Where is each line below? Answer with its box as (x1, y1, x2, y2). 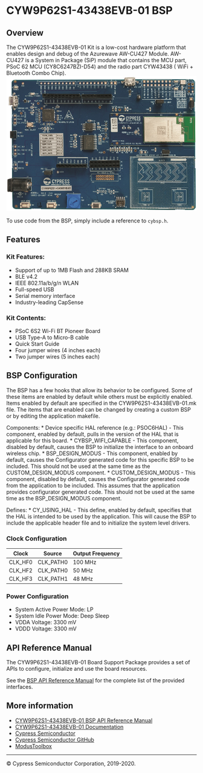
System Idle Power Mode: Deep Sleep (14, 612, 110, 619)
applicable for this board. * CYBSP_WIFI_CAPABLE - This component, (6, 436, 179, 444)
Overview (6, 28, 44, 38)
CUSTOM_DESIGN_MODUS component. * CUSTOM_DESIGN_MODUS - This (6, 469, 196, 476)
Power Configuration (6, 592, 69, 600)
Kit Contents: (6, 314, 47, 322)
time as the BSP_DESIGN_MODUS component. (6, 494, 122, 502)
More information (6, 700, 74, 711)
